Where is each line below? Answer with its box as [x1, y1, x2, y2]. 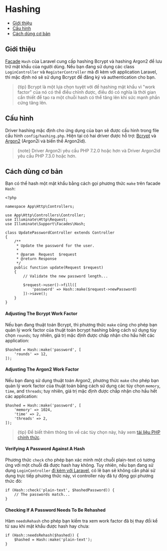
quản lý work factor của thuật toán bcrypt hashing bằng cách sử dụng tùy [5, 327, 157, 333]
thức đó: [5, 478, 22, 484]
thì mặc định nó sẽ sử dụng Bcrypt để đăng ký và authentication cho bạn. [5, 74, 156, 80]
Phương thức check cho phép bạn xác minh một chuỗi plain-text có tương [5, 457, 156, 463]
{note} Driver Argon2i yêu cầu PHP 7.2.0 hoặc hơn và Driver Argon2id [17, 147, 161, 153]
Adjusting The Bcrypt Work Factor [5, 310, 78, 316]
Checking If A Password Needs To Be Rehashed [5, 507, 106, 513]
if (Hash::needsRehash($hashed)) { [5, 533, 79, 538]
